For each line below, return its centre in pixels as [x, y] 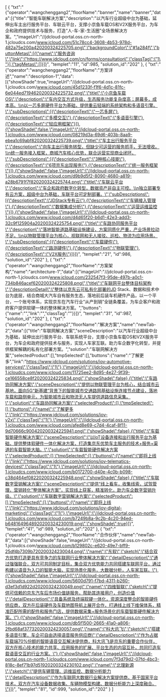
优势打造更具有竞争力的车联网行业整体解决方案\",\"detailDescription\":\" [82, 557]
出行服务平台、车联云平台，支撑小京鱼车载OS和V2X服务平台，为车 [90, 24]
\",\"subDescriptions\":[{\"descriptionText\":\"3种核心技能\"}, [65, 159]
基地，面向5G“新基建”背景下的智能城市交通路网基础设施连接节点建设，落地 [82, 390]
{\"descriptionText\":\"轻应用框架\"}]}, [43, 124]
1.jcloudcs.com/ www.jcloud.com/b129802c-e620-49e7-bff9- [67, 546]
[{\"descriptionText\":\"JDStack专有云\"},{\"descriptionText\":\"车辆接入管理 [81, 200]
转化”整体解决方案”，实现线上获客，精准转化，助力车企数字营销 [87, 490]
